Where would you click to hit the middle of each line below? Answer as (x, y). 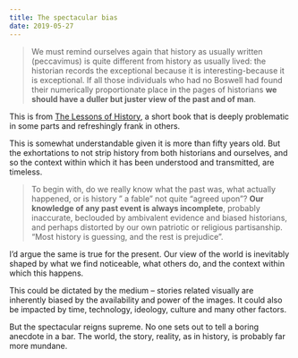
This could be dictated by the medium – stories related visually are (132, 290)
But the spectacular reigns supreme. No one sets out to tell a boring (134, 327)
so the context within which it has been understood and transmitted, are (142, 162)
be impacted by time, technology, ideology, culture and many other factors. (148, 309)
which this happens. (47, 273)
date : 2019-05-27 (42, 26)
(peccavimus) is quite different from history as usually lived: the (149, 61)
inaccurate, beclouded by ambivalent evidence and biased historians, (159, 217)
